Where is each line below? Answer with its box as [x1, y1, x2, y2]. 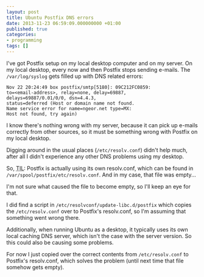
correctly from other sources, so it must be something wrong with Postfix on [6, 128, 198, 135]
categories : [6, 32, 37, 38]
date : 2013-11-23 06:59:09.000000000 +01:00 [6, 20, 121, 26]
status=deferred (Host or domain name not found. [6, 100, 135, 107]
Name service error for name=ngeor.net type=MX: [6, 105, 132, 111]
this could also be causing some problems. [6, 239, 114, 246]
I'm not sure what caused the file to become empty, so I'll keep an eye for [6, 183, 191, 190]
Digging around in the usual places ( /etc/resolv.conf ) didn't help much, [6, 146, 188, 153]
